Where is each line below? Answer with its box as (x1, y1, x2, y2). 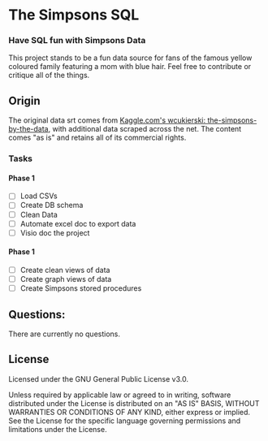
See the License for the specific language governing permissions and (8, 416, 241, 426)
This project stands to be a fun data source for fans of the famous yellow (8, 53, 253, 63)
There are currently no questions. (8, 329, 120, 339)
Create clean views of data (19, 265, 110, 275)
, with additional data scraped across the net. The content (48, 124, 242, 134)
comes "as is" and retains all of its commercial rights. (8, 132, 187, 143)
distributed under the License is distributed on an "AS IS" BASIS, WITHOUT (8, 398, 260, 408)
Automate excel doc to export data (19, 218, 136, 228)
